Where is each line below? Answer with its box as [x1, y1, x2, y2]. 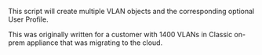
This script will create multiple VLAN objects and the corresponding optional [8, 7, 255, 15]
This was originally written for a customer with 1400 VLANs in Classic [8, 30, 233, 39]
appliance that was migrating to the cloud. [26, 38, 163, 47]
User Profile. [8, 15, 49, 24]
